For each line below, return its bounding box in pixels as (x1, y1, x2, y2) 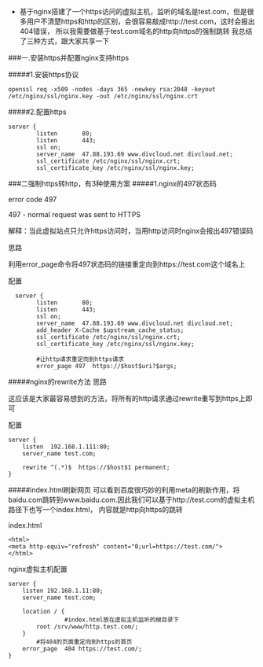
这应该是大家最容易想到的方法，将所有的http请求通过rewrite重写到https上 (8, 394, 246, 403)
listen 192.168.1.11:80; (22, 587, 104, 595)
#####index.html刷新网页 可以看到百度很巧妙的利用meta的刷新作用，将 (8, 485, 240, 494)
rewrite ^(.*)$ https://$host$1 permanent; (22, 463, 170, 471)
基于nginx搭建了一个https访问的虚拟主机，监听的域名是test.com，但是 (19, 7, 247, 16)
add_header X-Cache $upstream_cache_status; (36, 326, 184, 334)
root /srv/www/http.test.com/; (36, 623, 139, 631)
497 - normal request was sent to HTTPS (8, 210, 141, 219)
